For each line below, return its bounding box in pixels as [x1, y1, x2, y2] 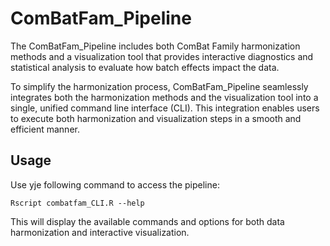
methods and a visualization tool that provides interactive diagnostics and [10, 50, 314, 62]
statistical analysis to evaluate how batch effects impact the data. [10, 61, 280, 73]
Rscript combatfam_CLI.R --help [10, 198, 145, 208]
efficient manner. [10, 123, 80, 135]
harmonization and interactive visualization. [10, 226, 190, 238]
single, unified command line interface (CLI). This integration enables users [10, 102, 320, 114]
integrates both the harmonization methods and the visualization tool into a [10, 91, 319, 103]
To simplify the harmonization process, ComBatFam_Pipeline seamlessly [10, 80, 309, 92]
